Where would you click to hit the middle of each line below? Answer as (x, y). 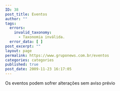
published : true (22, 64)
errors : (18, 28)
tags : (11, 23)
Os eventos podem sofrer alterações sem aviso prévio (60, 83)
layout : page (19, 51)
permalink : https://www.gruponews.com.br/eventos (57, 55)
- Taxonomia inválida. (41, 37)
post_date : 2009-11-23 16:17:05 (38, 69)
